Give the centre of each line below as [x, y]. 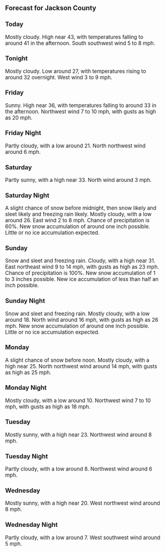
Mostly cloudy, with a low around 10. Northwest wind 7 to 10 [78, 400]
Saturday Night [27, 195]
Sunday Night [25, 301]
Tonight [16, 58]
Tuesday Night [27, 456]
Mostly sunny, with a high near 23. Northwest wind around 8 [78, 435]
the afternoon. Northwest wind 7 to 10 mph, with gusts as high [81, 111]
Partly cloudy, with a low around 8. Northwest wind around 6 [79, 469]
